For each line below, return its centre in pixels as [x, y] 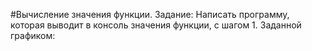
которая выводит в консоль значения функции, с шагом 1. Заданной [156, 25]
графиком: [33, 35]
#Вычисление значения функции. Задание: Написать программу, [150, 14]
